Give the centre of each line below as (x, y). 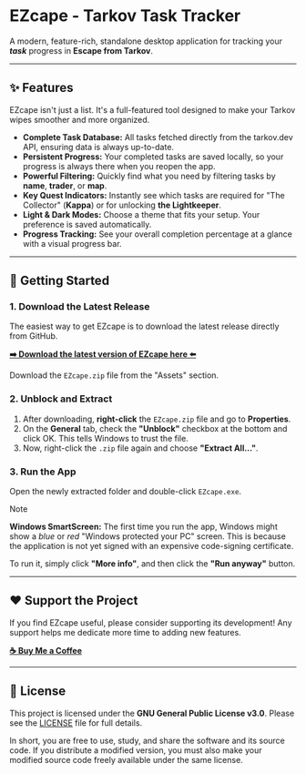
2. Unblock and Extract (61, 399)
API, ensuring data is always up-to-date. (98, 147)
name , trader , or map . (65, 185)
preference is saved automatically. (87, 224)
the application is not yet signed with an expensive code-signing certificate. (152, 546)
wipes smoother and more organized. (80, 119)
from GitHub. (34, 336)
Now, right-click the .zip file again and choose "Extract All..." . (140, 448)
